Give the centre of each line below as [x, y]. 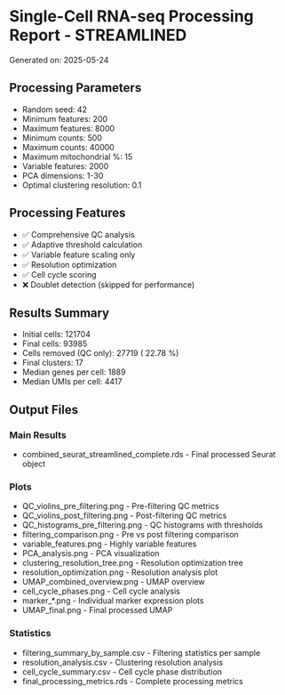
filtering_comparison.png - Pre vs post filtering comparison [131, 535]
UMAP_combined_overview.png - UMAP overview [114, 582]
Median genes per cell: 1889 [74, 372]
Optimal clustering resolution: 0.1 [82, 185]
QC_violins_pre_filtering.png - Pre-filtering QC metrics [120, 506]
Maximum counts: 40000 [68, 147]
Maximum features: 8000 [68, 128]
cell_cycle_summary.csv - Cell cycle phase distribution [122, 671]
